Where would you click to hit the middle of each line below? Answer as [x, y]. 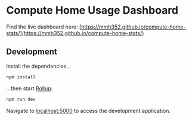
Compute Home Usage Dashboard [92, 10]
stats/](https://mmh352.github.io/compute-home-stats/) [75, 33]
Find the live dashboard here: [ [44, 27]
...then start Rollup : [30, 88]
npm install [21, 77]
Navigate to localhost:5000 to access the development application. [89, 110]
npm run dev [21, 99]
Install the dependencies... [39, 66]
